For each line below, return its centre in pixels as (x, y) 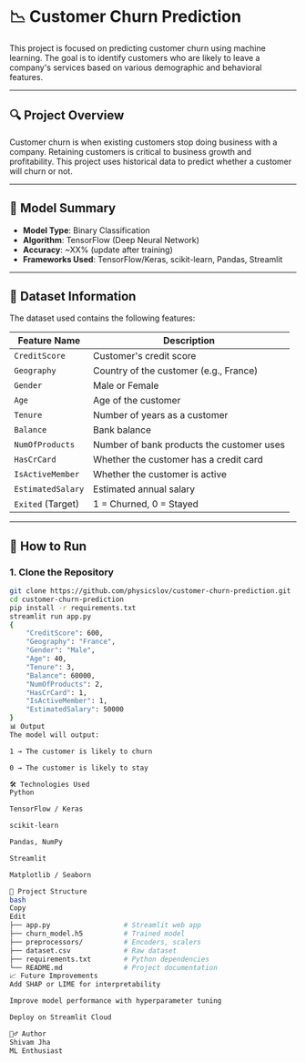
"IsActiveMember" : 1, (66, 701)
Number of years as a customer (160, 415)
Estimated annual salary (144, 489)
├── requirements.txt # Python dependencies (109, 959)
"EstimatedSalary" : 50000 (75, 710)
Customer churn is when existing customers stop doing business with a (143, 142)
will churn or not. (41, 171)
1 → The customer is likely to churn (81, 751)
